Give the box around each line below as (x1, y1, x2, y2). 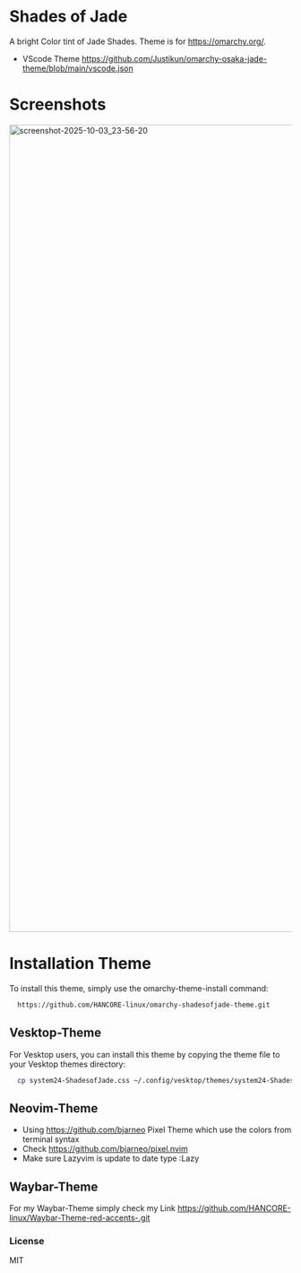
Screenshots (9, 94, 107, 115)
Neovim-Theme (9, 1101, 99, 1116)
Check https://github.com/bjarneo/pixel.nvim (21, 1144, 188, 1155)
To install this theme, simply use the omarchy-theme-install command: (9, 982, 269, 993)
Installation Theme (9, 954, 152, 974)
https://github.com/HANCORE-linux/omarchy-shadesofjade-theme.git (17, 1000, 271, 1009)
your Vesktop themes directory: (9, 1059, 126, 1069)
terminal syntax (21, 1134, 80, 1145)
